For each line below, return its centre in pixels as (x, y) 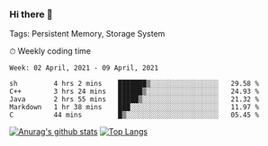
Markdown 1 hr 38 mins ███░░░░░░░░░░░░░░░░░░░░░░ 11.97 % (134, 107)
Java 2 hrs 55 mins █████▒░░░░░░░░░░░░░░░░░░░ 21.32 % (134, 99)
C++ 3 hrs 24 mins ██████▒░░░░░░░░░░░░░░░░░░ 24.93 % (134, 92)
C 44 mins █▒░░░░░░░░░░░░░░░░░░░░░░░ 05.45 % (134, 116)
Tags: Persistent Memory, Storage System (87, 34)
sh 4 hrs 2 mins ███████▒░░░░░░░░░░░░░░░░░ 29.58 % (134, 84)
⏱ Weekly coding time (50, 51)
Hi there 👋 (31, 14)
